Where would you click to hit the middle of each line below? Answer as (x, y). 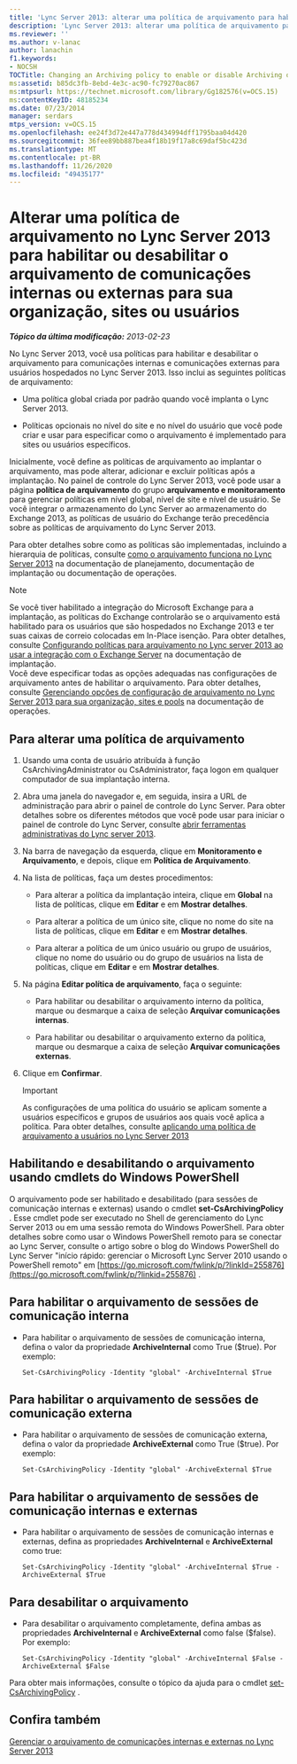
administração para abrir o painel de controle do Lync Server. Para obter (153, 806)
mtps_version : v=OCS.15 (53, 125)
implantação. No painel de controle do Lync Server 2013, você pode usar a (145, 480)
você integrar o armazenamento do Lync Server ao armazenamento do (138, 509)
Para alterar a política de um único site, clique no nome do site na (154, 921)
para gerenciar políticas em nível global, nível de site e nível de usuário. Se (145, 500)
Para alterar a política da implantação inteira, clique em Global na (154, 895)
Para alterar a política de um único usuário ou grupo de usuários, (153, 948)
